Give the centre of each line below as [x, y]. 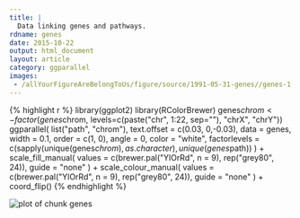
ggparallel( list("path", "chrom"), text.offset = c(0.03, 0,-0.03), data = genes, [150, 129]
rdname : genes [36, 34]
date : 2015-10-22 [42, 43]
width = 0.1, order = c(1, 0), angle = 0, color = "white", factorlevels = [135, 138]
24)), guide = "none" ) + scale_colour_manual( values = [112, 167]
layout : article [40, 59]
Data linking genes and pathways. [82, 26]
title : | [26, 17]
